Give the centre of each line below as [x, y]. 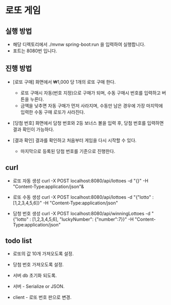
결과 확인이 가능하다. [33, 129]
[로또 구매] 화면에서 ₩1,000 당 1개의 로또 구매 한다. [64, 82]
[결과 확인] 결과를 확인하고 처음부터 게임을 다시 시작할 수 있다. [75, 140]
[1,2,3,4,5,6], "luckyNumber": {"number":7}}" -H [83, 219]
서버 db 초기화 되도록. [35, 276]
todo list [19, 241]
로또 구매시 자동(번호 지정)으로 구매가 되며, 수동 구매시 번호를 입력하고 [90, 92]
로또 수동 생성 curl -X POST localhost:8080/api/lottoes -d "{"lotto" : [83, 197]
